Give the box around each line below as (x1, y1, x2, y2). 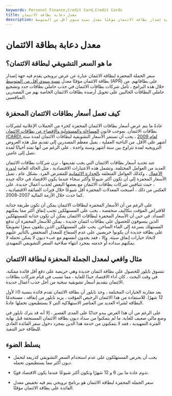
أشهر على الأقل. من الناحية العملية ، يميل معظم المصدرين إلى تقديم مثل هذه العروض (6, 139, 166, 145)
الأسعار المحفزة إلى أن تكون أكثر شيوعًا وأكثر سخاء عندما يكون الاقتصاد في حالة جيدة (6, 176, 167, 182)
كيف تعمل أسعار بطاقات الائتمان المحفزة (6, 109, 120, 118)
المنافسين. (6, 94, 26, 100)
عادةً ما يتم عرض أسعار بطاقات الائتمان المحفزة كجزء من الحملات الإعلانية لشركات (6, 123, 163, 129)
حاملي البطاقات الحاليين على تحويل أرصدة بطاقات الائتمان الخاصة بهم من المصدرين (6, 89, 164, 95)
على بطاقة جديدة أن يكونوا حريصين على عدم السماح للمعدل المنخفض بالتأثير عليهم (6, 229, 163, 235)
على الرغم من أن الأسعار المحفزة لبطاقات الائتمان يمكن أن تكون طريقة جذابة (6, 202, 153, 208)
